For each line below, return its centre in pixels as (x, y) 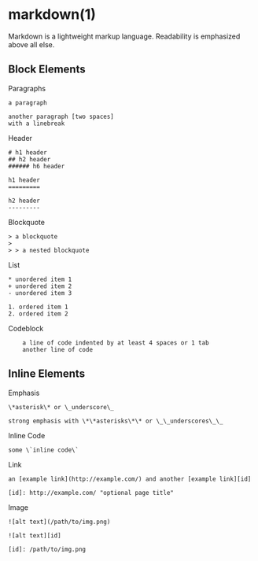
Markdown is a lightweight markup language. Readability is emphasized (124, 36)
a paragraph (28, 103)
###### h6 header (37, 166)
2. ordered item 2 (38, 314)
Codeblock (26, 328)
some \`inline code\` (44, 450)
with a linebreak (37, 124)
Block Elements (47, 70)
